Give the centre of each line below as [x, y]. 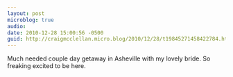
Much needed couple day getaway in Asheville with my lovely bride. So [109, 58]
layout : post [26, 13]
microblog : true [31, 20]
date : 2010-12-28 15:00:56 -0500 [55, 33]
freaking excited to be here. [47, 66]
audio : [17, 26]
